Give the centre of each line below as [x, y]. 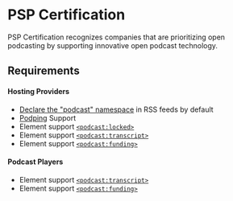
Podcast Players [35, 162]
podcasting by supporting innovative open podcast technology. [113, 45]
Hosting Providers [39, 91]
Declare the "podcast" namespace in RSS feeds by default [116, 109]
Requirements [44, 71]
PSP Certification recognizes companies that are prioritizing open [116, 37]
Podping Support [48, 117]
